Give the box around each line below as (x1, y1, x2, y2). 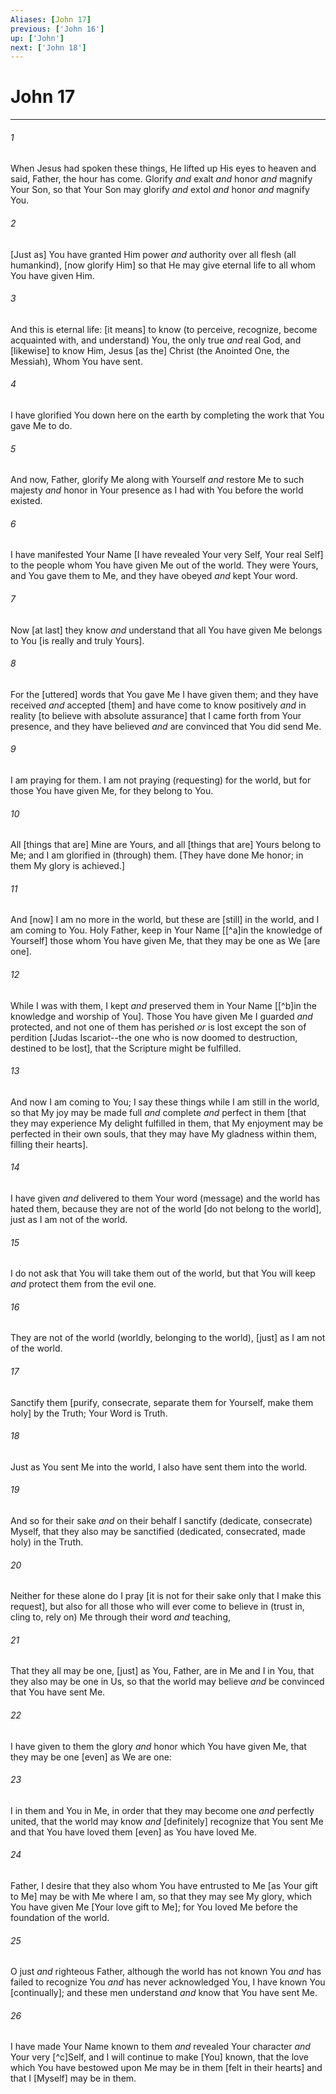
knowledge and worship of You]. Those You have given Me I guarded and (10, 1010, 313, 1022)
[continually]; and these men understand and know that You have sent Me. (10, 1987, 318, 1999)
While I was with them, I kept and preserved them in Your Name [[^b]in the (10, 999, 317, 1011)
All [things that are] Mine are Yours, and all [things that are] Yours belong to (10, 839, 322, 851)
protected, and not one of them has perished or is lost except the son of (10, 1021, 307, 1033)
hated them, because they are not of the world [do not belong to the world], (10, 1203, 322, 1215)
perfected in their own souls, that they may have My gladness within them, (10, 1127, 317, 1140)
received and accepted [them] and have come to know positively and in (10, 699, 307, 711)
